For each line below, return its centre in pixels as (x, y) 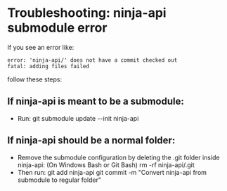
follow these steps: (34, 79)
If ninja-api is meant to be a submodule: (96, 101)
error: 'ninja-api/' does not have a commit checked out (92, 60)
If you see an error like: (41, 47)
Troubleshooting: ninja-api (87, 13)
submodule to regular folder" (59, 180)
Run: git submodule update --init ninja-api (78, 118)
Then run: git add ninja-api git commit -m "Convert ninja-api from (112, 172)
